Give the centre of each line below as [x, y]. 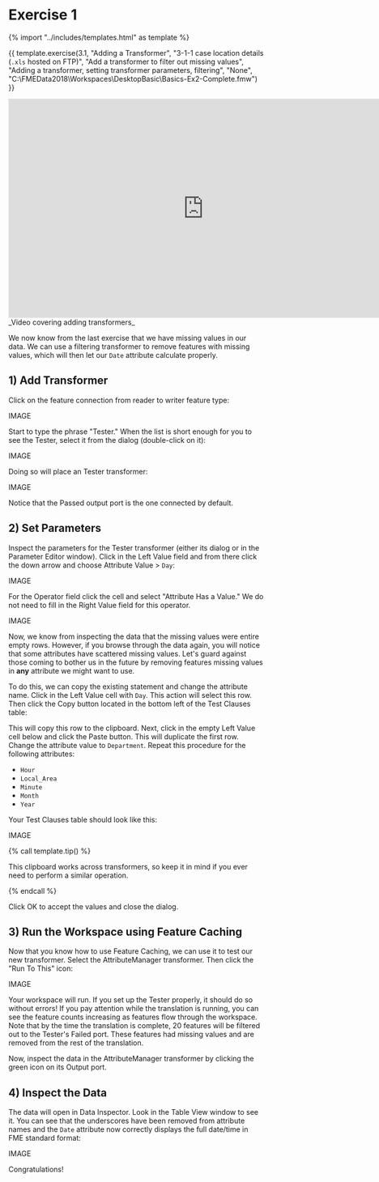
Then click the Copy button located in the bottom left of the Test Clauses [130, 704]
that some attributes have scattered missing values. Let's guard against [128, 653]
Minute [31, 787]
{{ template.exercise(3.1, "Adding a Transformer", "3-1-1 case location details [136, 53]
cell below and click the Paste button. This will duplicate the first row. [123, 736]
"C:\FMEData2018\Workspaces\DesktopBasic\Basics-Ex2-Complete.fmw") [133, 79]
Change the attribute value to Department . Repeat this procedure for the [127, 745]
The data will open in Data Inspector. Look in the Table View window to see [134, 1112]
